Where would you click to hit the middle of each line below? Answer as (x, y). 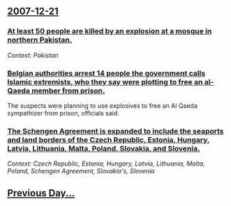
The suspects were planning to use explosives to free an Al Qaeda (102, 105)
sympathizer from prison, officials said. (64, 113)
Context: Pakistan (33, 55)
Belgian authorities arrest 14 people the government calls (106, 73)
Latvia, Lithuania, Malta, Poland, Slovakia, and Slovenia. (104, 148)
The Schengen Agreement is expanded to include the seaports (116, 131)
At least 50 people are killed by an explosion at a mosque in (110, 31)
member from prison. (68, 90)
